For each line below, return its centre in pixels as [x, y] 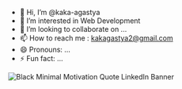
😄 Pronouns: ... [45, 49]
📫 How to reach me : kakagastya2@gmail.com [96, 38]
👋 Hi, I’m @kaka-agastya [60, 12]
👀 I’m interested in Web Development [80, 21]
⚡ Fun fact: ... [41, 58]
